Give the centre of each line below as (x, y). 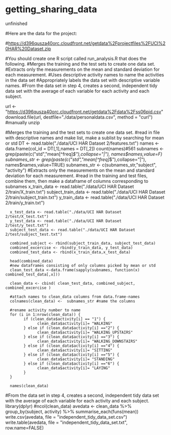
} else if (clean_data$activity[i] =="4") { (72, 346)
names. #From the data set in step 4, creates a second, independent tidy (81, 86)
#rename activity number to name (45, 310)
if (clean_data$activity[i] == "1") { (65, 319)
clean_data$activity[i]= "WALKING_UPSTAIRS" (85, 332)
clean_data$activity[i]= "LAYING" (74, 368)
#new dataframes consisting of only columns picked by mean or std (83, 265)
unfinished (17, 23)
